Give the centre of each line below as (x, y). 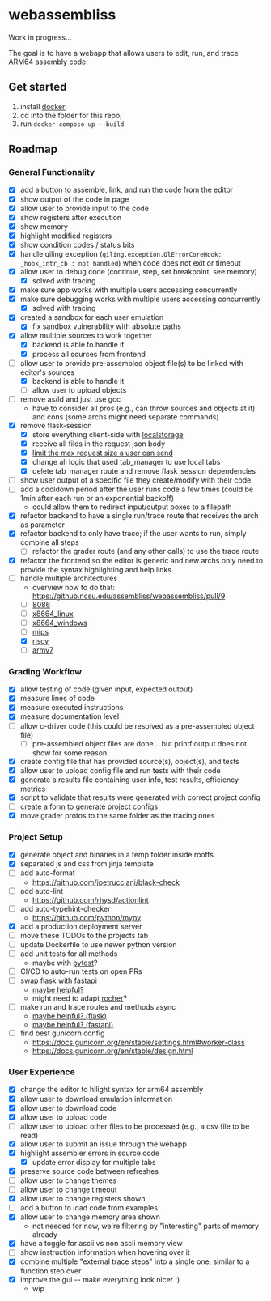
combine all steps (49, 542)
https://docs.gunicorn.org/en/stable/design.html (112, 1051)
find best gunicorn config (62, 1033)
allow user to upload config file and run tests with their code (120, 770)
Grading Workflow (45, 671)
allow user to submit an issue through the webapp (104, 1144)
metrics (33, 789)
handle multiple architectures (69, 578)
